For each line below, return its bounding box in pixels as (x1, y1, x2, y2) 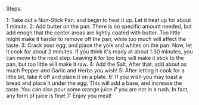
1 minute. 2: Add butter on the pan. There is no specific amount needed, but (6, 23, 192, 30)
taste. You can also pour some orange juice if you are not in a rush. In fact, (6, 86, 189, 93)
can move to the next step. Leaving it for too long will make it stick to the (6, 55, 184, 61)
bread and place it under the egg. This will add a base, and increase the (6, 79, 182, 87)
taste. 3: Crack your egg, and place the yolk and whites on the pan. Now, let (6, 42, 192, 49)
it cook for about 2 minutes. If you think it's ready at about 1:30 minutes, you (6, 48, 193, 55)
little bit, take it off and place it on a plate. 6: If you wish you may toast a (6, 74, 182, 80)
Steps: (6, 5, 22, 12)
